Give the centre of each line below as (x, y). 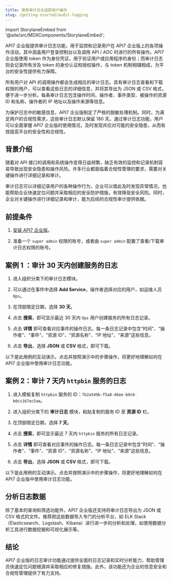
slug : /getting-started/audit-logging (47, 15)
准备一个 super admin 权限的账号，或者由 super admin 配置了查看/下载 (86, 241)
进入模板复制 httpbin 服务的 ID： (47, 394)
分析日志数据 (26, 497)
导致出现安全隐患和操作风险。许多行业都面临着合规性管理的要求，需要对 (86, 169)
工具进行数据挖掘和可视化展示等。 (46, 529)
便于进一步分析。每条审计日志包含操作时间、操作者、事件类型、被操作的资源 (86, 95)
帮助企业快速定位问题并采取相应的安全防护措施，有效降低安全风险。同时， (88, 192)
